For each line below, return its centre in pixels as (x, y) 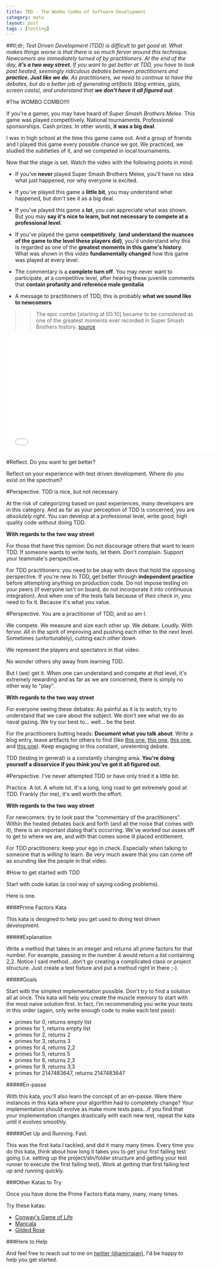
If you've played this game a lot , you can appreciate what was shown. (101, 210)
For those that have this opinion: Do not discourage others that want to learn (100, 546)
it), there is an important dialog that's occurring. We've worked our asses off (100, 830)
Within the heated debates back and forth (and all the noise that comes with (100, 824)
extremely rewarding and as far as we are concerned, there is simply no (95, 680)
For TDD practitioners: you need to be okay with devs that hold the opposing (101, 570)
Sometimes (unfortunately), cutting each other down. (72, 638)
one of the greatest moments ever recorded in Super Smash (110, 321)
